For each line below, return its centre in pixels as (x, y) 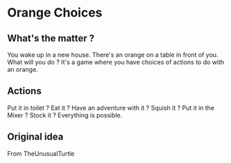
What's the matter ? (51, 38)
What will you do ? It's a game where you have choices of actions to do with (116, 62)
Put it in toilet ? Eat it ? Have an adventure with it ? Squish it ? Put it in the (111, 108)
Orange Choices (55, 13)
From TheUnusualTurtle (41, 153)
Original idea (35, 137)
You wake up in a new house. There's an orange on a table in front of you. (113, 55)
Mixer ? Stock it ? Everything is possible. (65, 115)
